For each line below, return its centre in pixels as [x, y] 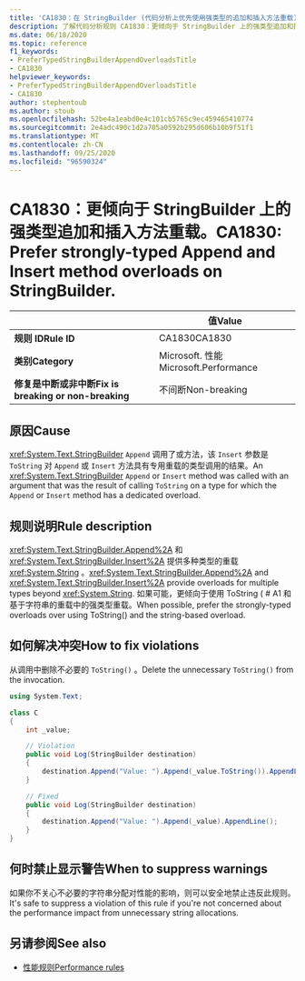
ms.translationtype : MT [54, 136]
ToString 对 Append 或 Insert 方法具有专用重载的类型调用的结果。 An [136, 465]
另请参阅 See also [58, 943]
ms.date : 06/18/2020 [49, 35]
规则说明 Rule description [81, 526]
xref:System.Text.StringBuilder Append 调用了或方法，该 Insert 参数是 [139, 455]
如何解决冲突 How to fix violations [104, 646]
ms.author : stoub [42, 111]
